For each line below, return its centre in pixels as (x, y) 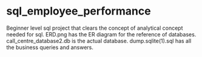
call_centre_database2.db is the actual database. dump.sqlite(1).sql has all (99, 41)
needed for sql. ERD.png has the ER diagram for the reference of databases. (101, 34)
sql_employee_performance (79, 11)
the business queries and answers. (50, 47)
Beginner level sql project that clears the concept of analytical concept (95, 28)
